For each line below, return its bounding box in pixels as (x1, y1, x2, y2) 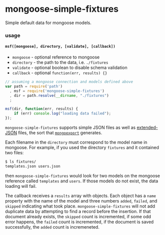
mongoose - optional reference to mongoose (12, 54, 100, 60)
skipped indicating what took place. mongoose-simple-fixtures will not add (5, 203, 155, 209)
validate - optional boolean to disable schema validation (12, 65, 128, 71)
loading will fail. (5, 183, 37, 189)
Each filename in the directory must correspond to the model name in (5, 139, 148, 146)
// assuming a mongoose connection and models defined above (5, 80, 133, 85)
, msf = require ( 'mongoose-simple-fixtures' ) (9, 88, 105, 93)
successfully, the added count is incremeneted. (5, 224, 99, 230)
